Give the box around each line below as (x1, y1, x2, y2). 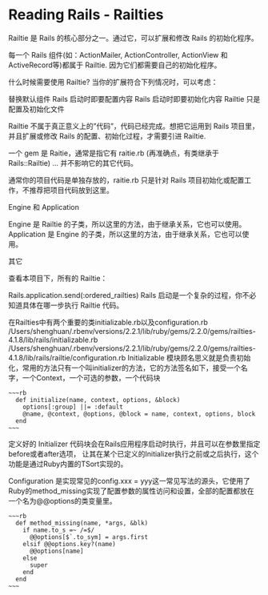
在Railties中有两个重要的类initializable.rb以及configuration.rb (8, 317, 208, 327)
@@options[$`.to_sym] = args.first (29, 533, 149, 541)
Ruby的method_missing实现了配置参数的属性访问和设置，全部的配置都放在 (8, 486, 254, 496)
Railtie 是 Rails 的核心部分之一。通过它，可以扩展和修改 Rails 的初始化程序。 (8, 33, 258, 42)
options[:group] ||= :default (22, 403, 124, 411)
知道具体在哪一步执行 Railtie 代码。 (8, 300, 124, 310)
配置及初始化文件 (8, 104, 65, 114)
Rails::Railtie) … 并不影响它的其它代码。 (8, 158, 138, 167)
